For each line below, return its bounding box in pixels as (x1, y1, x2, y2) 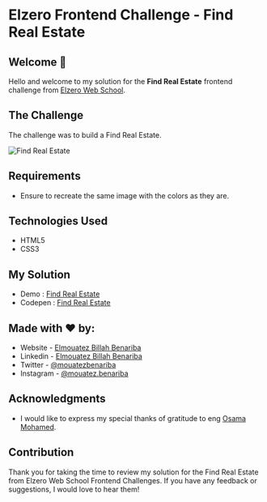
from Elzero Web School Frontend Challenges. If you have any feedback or (8, 475, 257, 485)
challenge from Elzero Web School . (8, 85, 125, 95)
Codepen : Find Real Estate (19, 298, 111, 308)
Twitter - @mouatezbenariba (19, 360, 117, 370)
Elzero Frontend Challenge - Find (8, 6, 234, 24)
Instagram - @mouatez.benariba (19, 368, 129, 378)
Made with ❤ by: (8, 321, 95, 335)
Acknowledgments (8, 392, 107, 406)
